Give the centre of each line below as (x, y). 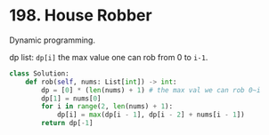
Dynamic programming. (53, 40)
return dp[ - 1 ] (67, 123)
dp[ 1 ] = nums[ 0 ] (71, 99)
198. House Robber (81, 16)
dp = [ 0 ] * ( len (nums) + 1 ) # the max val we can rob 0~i (151, 90)
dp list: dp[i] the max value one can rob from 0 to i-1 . (109, 57)
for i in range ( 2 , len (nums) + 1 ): (107, 107)
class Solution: (39, 73)
